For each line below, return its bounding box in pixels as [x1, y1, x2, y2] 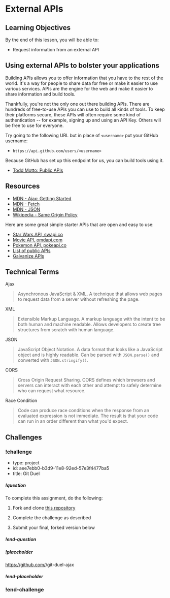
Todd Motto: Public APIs [12, 167, 63, 173]
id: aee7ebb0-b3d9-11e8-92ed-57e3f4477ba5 [12, 465, 110, 471]
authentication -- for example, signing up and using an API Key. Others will [5, 117, 161, 123]
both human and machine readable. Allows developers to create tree [17, 321, 161, 328]
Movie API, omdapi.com [12, 237, 62, 243]
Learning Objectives [5, 23, 71, 32]
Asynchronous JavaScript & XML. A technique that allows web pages [17, 291, 162, 297]
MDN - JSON [12, 206, 41, 212]
